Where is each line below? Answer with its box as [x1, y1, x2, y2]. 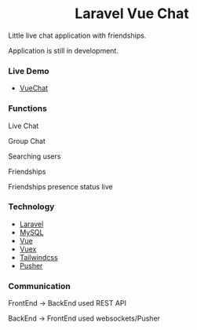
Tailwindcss [19, 252, 58, 262]
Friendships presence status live [8, 181, 113, 191]
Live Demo [8, 65, 49, 76]
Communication [8, 280, 71, 291]
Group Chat [8, 136, 46, 145]
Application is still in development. [8, 46, 119, 55]
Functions [8, 103, 47, 114]
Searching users [8, 151, 61, 161]
